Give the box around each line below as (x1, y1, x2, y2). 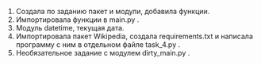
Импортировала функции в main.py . (15, 15, 140, 24)
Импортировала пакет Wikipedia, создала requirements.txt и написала (15, 31, 254, 41)
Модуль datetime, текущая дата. (15, 23, 125, 32)
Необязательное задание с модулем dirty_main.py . (15, 49, 190, 57)
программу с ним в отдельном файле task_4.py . (15, 40, 181, 49)
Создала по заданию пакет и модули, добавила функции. (15, 7, 210, 16)
